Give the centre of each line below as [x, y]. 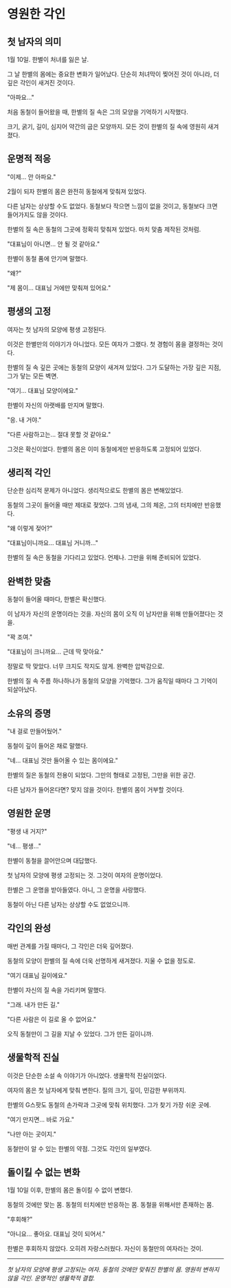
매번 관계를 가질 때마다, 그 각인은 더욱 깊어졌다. [70, 946]
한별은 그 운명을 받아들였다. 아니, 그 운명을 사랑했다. [77, 890]
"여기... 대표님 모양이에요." [43, 390]
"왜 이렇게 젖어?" [30, 528]
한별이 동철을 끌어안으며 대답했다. [52, 860]
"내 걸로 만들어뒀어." [34, 731]
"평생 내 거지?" [27, 831]
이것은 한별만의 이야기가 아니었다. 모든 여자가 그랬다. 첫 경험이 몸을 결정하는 [109, 344]
